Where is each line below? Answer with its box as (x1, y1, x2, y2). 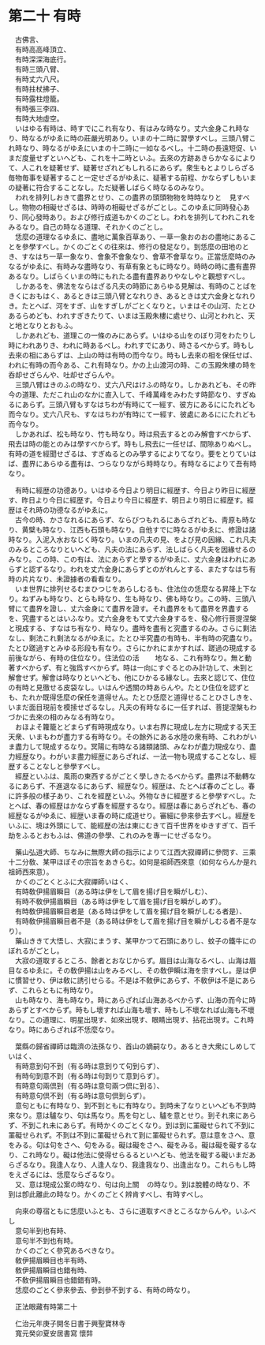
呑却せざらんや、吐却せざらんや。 (8, 370, 119, 379)
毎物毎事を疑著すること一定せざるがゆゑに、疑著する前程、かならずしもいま (8, 173, 257, 182)
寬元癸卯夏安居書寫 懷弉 (14, 1328, 93, 1338)
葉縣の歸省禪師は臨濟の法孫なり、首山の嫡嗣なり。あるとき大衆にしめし (14, 1041, 250, 1051)
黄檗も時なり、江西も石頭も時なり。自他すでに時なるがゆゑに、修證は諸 (21, 525, 256, 534)
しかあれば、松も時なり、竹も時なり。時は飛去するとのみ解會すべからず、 (14, 429, 256, 439)
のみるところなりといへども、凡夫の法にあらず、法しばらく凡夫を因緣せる (8, 544, 249, 554)
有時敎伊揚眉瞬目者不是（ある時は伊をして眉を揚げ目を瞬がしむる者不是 (14, 916, 250, 925)
